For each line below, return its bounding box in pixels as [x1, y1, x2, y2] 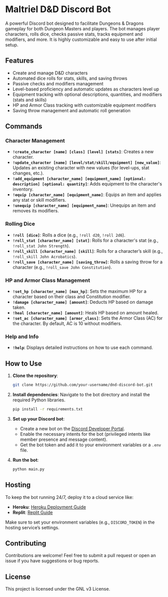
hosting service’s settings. [5, 524, 60, 530]
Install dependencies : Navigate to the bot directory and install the [12, 392, 150, 398]
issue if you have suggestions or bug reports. [5, 558, 99, 564]
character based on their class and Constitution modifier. [12, 294, 131, 300]
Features [5, 57, 34, 65]
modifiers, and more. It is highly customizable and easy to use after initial [5, 36, 157, 42]
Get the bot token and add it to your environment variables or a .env [20, 441, 161, 448]
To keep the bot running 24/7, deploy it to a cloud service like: [5, 494, 134, 500]
